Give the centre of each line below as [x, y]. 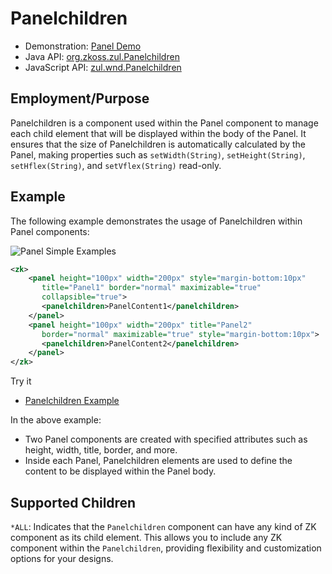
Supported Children [73, 502]
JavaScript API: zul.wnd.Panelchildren [103, 67]
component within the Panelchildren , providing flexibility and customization [166, 548]
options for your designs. [62, 558]
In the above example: [56, 420]
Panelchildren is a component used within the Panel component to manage [164, 123]
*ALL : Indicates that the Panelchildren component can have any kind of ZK [163, 526]
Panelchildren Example [72, 401]
